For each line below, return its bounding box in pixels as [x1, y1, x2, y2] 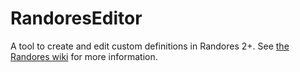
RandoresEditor [10, 7, 143, 30]
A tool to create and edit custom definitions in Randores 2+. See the [10, 40, 290, 52]
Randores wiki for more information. [10, 50, 158, 62]
